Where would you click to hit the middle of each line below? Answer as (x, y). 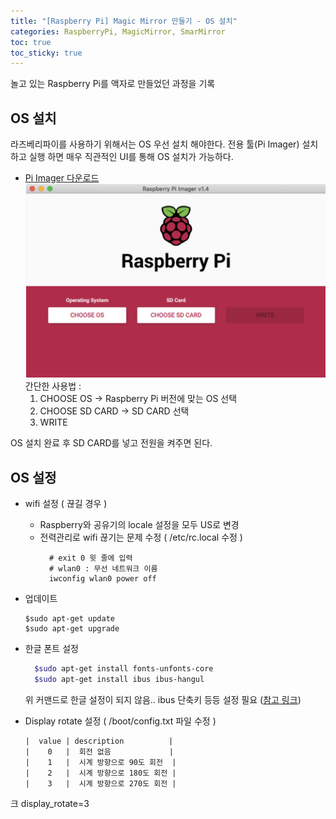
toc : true (31, 42)
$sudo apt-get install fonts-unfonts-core (124, 669)
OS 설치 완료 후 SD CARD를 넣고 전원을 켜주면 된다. (111, 443)
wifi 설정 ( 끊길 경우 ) (66, 504)
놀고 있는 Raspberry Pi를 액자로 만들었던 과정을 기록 (113, 84)
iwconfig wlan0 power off (102, 579)
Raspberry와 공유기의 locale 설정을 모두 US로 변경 (139, 525)
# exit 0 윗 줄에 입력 (90, 558)
